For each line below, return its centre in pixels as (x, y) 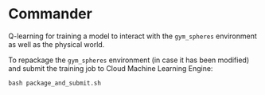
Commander (51, 14)
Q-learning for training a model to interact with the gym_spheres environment (132, 36)
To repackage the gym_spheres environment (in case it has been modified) (129, 60)
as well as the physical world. (57, 44)
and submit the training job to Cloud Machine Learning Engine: (111, 68)
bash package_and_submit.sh (55, 83)
